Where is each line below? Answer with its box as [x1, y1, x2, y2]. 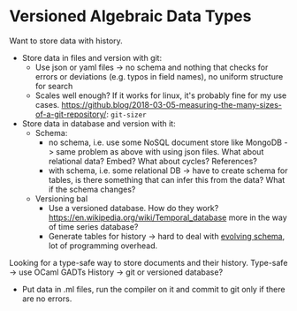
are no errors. [21, 293, 72, 304]
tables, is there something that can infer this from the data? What [48, 174, 286, 185]
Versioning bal [34, 193, 88, 204]
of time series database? [48, 221, 139, 231]
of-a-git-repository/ [34, 109, 107, 119]
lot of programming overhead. [48, 240, 158, 251]
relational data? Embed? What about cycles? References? [48, 155, 258, 166]
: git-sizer [105, 109, 148, 119]
